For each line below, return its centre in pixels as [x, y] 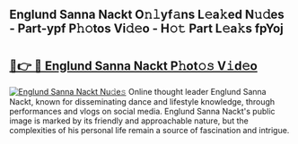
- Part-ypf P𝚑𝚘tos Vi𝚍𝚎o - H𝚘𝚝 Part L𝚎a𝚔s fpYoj [147, 29]
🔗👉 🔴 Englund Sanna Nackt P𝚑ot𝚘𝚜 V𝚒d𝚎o [133, 66]
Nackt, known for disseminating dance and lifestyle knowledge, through [142, 102]
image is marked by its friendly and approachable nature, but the [129, 121]
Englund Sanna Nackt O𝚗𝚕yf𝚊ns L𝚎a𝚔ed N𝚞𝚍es [147, 15]
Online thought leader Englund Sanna [197, 92]
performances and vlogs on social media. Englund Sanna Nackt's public [142, 111]
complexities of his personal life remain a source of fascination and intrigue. [149, 130]
